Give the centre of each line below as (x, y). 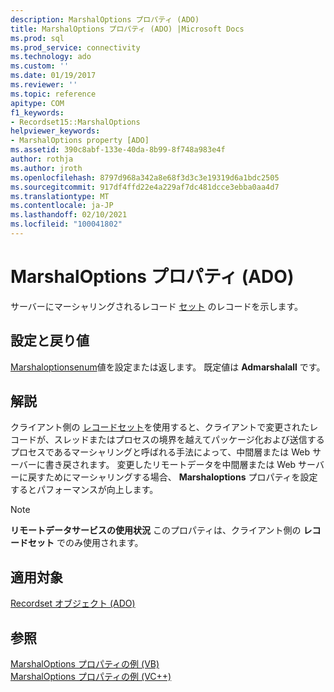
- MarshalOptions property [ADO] (80, 141)
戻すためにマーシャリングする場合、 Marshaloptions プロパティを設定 (172, 477)
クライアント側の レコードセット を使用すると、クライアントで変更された (160, 427)
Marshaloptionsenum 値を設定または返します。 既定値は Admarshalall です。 (168, 367)
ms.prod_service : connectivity (75, 47)
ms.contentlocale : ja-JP (62, 206)
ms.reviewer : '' (44, 85)
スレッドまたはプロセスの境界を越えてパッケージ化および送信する (189, 440)
